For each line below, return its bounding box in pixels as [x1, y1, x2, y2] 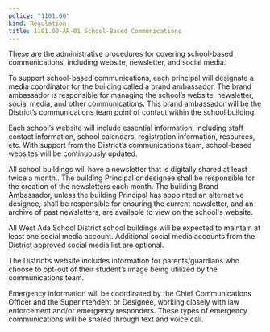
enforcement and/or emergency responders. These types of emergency [8, 306, 248, 316]
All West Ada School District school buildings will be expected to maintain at [8, 223, 260, 233]
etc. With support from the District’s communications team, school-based [8, 141, 252, 150]
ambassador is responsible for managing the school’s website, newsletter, [8, 90, 254, 100]
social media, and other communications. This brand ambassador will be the [8, 99, 262, 109]
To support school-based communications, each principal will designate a [8, 74, 254, 83]
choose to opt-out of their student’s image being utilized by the [8, 264, 218, 275]
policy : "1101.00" [8, 11, 70, 20]
